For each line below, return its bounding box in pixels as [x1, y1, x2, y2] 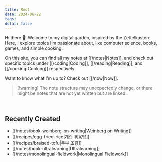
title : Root [5, 7, 30, 12]
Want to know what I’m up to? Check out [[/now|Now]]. [5, 75, 118, 81]
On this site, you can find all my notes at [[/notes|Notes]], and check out [5, 55, 154, 61]
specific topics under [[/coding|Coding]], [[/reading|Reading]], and [5, 60, 143, 66]
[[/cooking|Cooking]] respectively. [5, 66, 76, 72]
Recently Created [5, 114, 61, 123]
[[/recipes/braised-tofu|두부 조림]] [12, 140, 82, 146]
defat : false [5, 21, 32, 26]
